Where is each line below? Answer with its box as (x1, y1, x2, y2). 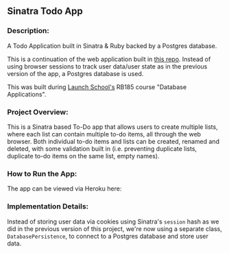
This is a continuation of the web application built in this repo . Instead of (7, 55, 211, 63)
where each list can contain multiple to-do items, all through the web (7, 130, 201, 138)
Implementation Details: (7, 202, 89, 211)
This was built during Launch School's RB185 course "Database (7, 82, 187, 91)
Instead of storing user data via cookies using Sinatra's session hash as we (7, 217, 219, 226)
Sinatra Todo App (7, 5, 84, 17)
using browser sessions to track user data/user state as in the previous (7, 62, 208, 71)
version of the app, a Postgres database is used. (7, 69, 144, 77)
